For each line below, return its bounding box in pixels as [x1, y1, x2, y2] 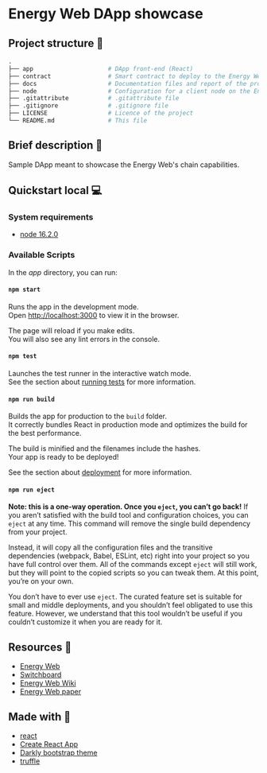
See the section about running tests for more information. [8, 377, 196, 386]
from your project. [8, 527, 68, 537]
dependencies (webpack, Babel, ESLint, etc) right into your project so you [8, 551, 250, 561]
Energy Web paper [19, 687, 82, 697]
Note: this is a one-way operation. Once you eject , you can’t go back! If [8, 502, 249, 511]
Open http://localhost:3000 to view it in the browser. [8, 310, 180, 320]
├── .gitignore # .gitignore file [8, 102, 169, 110]
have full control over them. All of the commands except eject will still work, [8, 560, 257, 569]
